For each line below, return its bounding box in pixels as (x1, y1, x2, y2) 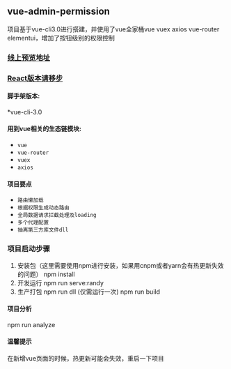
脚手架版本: (7, 92, 40, 100)
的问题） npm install (17, 270, 75, 278)
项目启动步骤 (7, 244, 51, 254)
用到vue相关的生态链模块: (7, 125, 82, 133)
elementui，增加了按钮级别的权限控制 (7, 33, 115, 42)
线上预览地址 (7, 52, 51, 62)
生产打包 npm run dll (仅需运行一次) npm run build (17, 287, 160, 296)
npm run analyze (7, 320, 56, 329)
